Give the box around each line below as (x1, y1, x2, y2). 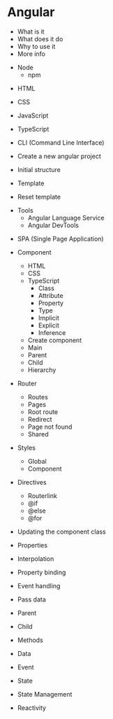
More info (17, 50, 45, 58)
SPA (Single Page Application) (17, 234, 104, 243)
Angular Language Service (27, 213, 105, 222)
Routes (27, 392, 49, 401)
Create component (27, 336, 82, 344)
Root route (27, 407, 59, 416)
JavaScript (17, 111, 49, 120)
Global (27, 457, 47, 465)
